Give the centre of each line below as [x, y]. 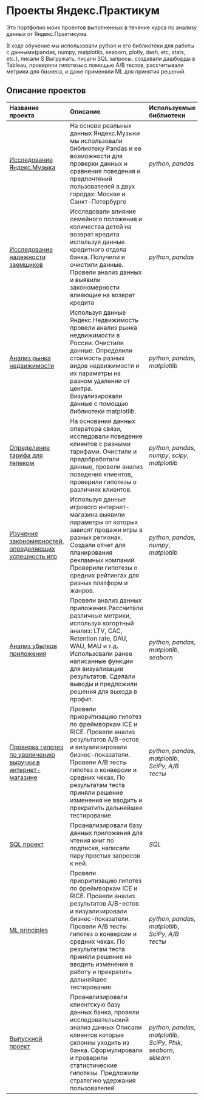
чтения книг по [92, 840]
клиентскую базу [95, 1005]
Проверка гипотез [36, 747]
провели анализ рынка [104, 328]
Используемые [172, 108]
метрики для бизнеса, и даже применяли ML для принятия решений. [96, 71]
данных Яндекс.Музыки [105, 133]
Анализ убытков [33, 646]
